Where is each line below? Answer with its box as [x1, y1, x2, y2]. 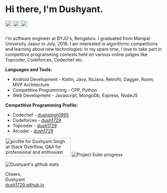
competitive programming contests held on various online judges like [5, 51, 148, 57]
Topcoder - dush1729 [12, 122, 57, 128]
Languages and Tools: [5, 67, 53, 73]
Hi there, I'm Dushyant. [5, 4, 103, 15]
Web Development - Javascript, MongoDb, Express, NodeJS [12, 92, 138, 98]
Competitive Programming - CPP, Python [12, 87, 97, 93]
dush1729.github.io [5, 181, 44, 187]
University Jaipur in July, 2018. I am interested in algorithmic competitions [5, 40, 158, 46]
